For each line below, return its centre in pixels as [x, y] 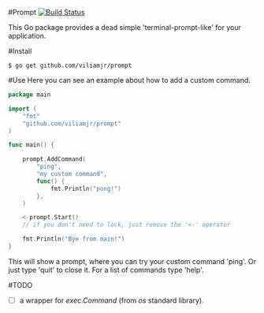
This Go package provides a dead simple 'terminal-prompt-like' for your [125, 27]
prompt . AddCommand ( [54, 159]
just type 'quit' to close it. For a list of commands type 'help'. [106, 270]
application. [27, 36]
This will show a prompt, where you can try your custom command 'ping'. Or [132, 261]
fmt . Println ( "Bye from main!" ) [74, 239]
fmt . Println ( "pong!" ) [86, 188]
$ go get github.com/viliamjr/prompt [70, 65]
